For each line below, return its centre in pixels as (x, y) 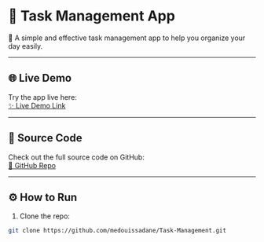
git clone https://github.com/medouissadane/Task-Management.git (117, 231)
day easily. (26, 46)
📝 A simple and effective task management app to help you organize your (127, 38)
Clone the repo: (45, 216)
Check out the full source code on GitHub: (77, 157)
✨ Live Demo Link (37, 105)
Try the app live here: (42, 97)
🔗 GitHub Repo (32, 165)
